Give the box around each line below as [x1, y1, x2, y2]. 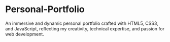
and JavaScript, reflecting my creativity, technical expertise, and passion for [5, 25, 165, 31]
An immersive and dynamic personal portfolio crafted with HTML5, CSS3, [5, 20, 158, 26]
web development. [5, 31, 44, 37]
